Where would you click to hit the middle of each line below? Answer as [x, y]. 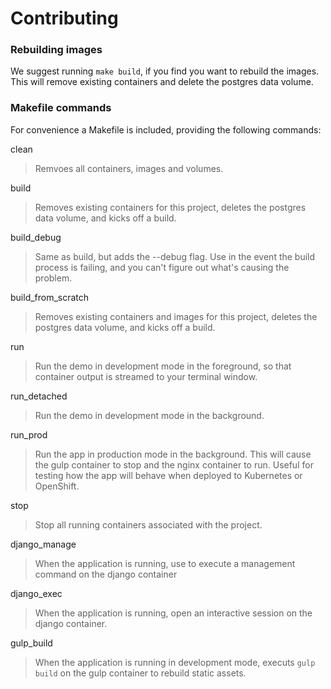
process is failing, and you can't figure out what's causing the [162, 267]
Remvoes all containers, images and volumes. [129, 168]
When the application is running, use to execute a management [165, 563]
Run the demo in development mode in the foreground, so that [163, 366]
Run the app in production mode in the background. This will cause [173, 454]
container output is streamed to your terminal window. [146, 376]
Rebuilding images [56, 50]
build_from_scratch [50, 297]
